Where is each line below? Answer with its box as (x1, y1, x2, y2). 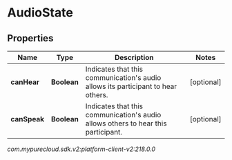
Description (114, 53, 154, 62)
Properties (7, 32, 54, 44)
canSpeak (10, 114, 45, 123)
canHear (10, 77, 40, 87)
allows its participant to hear (85, 81, 177, 91)
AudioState (7, 5, 74, 21)
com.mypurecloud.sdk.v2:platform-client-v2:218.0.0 (7, 145, 156, 153)
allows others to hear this (85, 119, 167, 128)
